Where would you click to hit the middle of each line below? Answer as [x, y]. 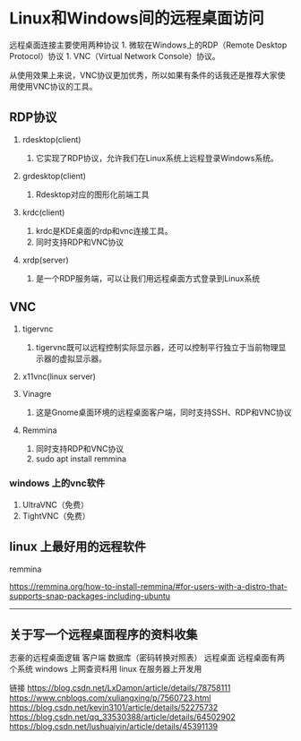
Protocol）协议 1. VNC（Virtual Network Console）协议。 [115, 56]
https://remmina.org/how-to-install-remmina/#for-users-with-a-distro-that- [149, 586]
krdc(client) [43, 212]
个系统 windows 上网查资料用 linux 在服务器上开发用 [106, 669]
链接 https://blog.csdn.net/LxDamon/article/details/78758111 [120, 688]
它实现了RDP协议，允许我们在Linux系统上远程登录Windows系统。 [157, 158]
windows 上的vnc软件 [57, 483]
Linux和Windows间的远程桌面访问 [137, 18]
